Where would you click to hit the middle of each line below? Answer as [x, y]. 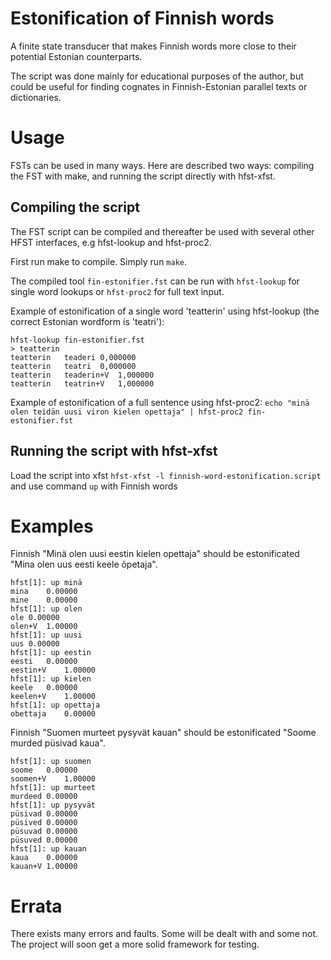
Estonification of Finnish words [142, 18]
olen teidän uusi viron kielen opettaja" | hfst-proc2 [127, 412]
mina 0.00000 [44, 592]
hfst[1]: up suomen [51, 762]
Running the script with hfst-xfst [114, 451]
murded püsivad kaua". [58, 743]
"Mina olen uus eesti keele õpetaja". [84, 564]
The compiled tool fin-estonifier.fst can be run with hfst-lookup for [155, 281]
